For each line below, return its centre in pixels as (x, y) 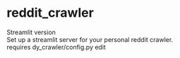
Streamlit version (31, 32)
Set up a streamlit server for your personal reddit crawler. (90, 39)
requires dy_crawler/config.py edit (56, 47)
